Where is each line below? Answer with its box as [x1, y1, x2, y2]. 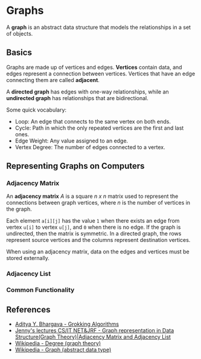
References [6, 304, 51, 314]
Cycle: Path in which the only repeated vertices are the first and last [14, 124, 184, 132]
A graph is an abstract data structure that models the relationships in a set [6, 24, 191, 31]
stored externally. [6, 255, 50, 262]
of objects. [6, 30, 33, 37]
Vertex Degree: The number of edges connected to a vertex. [14, 143, 165, 151]
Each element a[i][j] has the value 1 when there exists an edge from [6, 217, 180, 224]
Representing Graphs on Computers [6, 161, 145, 171]
